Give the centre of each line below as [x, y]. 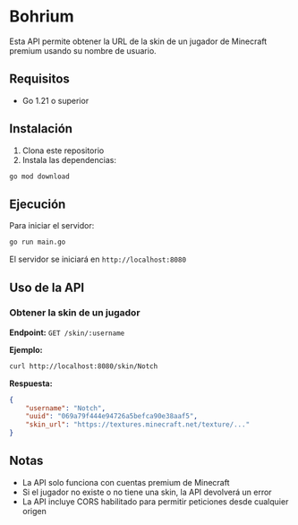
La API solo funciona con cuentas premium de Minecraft [126, 482]
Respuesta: [31, 383]
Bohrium [42, 17]
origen [34, 511]
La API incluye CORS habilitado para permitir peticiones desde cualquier [155, 501]
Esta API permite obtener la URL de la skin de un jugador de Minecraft [138, 41]
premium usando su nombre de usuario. [83, 50]
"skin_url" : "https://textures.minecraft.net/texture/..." [138, 425]
